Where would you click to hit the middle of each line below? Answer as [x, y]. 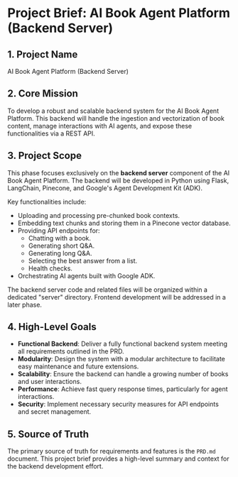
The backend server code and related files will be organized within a [108, 290]
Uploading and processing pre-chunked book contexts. [98, 215]
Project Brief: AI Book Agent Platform [119, 13]
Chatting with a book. [59, 238]
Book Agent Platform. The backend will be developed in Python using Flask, [118, 180]
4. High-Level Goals [52, 327]
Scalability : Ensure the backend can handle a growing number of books [123, 374]
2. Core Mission [43, 94]
